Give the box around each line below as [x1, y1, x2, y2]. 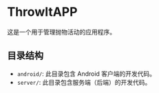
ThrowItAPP [7, 4, 78, 20]
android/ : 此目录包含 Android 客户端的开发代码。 [17, 70, 156, 78]
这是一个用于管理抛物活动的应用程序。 [7, 28, 116, 36]
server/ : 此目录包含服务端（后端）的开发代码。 [17, 78, 151, 86]
